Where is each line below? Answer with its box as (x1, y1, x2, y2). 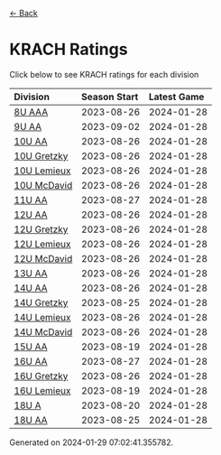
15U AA (14, 340, 48, 353)
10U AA (14, 135, 48, 147)
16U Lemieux (14, 384, 71, 396)
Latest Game (148, 90, 205, 103)
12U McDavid (14, 252, 73, 265)
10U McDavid (14, 179, 73, 191)
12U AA (14, 208, 48, 220)
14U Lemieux (14, 311, 71, 323)
